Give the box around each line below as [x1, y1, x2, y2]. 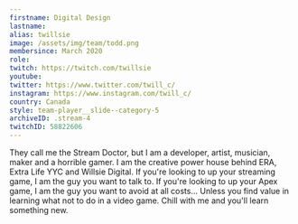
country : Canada [9, 97, 70, 107]
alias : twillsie [9, 30, 70, 39]
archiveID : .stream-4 [9, 114, 91, 123]
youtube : [9, 72, 42, 81]
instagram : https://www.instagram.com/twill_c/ [9, 89, 192, 98]
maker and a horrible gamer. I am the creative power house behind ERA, [9, 157, 277, 167]
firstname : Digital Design [9, 13, 111, 23]
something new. [9, 205, 69, 215]
